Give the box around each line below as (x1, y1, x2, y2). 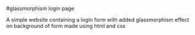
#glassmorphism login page (6, 5, 74, 12)
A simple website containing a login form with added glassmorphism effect (6, 16, 189, 23)
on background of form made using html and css (6, 23, 126, 29)
